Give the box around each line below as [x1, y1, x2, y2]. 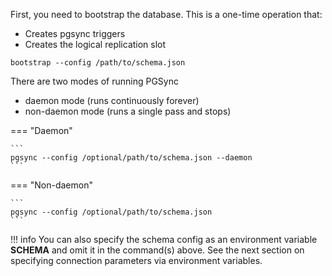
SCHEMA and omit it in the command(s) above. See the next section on [10, 244, 305, 256]
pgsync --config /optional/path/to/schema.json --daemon [10, 153, 253, 163]
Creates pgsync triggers [24, 28, 126, 39]
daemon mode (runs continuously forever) [24, 95, 200, 106]
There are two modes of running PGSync [10, 75, 179, 87]
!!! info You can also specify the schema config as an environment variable [10, 234, 318, 245]
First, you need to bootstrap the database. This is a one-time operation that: [10, 9, 323, 20]
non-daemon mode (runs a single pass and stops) [24, 105, 232, 117]
